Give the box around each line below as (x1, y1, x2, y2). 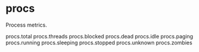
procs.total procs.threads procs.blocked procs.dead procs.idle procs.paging (5, 32, 194, 40)
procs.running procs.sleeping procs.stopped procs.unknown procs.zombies (5, 39, 192, 46)
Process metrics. (5, 21, 47, 28)
